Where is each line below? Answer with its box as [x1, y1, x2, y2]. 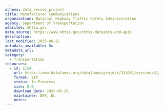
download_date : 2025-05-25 [14, 89, 69, 93]
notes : [14, 98, 27, 103]
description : [5, 35, 32, 39]
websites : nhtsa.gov [5, 25, 47, 30]
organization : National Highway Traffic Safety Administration [5, 16, 137, 21]
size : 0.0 [14, 84, 34, 89]
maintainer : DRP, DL [14, 93, 56, 98]
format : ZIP [14, 75, 38, 80]
